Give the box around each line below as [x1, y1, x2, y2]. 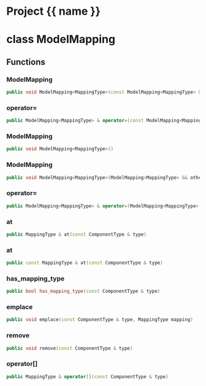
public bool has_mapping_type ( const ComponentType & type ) [6, 288, 161, 295]
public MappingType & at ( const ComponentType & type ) [6, 231, 147, 237]
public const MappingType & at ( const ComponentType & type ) [6, 260, 164, 266]
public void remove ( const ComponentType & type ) [6, 345, 133, 351]
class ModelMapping [6, 33, 115, 47]
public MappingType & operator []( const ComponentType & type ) [6, 373, 169, 380]
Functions [6, 56, 46, 67]
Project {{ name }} [6, 4, 101, 18]
